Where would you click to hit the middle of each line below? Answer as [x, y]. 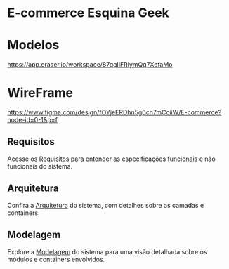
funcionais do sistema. [40, 166]
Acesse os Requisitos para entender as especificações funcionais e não [111, 159]
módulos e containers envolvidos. [56, 259]
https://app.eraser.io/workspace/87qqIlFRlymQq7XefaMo [90, 65]
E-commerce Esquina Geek [89, 13]
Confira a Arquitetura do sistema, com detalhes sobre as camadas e [106, 205]
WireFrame [40, 93]
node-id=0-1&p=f [33, 120]
